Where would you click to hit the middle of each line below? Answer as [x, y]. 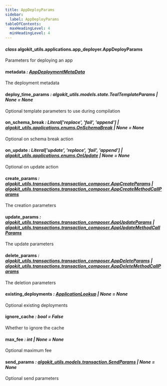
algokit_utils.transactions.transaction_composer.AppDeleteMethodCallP [83, 266]
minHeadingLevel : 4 [30, 33]
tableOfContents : [23, 24]
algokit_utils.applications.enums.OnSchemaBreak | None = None [74, 128]
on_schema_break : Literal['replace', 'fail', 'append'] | [62, 122]
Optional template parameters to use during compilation [63, 111]
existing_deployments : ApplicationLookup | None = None [66, 294]
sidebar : [14, 15]
